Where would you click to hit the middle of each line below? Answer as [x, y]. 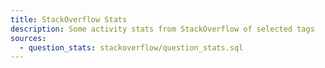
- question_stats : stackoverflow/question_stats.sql [131, 47]
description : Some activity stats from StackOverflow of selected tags [162, 29]
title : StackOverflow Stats [69, 19]
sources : [28, 38]
